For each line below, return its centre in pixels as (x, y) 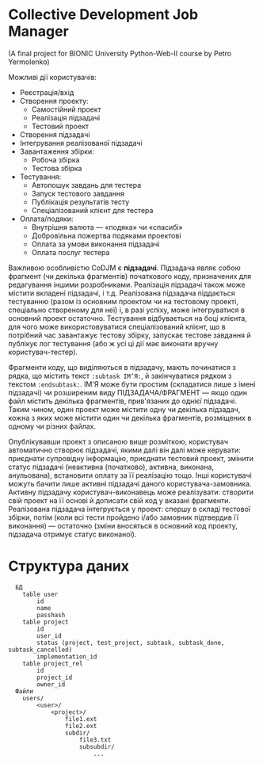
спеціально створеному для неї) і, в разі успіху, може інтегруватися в (127, 310)
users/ (33, 698)
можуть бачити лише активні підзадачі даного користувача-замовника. (130, 483)
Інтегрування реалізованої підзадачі (81, 143)
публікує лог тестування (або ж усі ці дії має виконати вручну (113, 343)
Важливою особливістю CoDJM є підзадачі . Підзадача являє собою (125, 268)
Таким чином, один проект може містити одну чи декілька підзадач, (124, 409)
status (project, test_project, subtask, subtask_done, (131, 643)
